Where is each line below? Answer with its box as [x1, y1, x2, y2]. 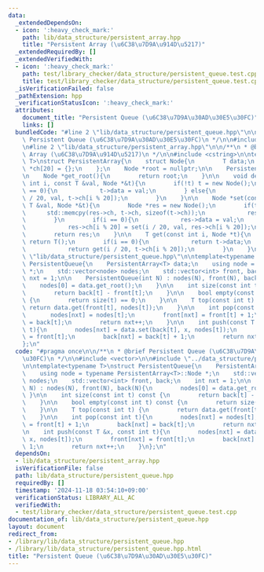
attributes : [15, 107, 55, 115]
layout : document [8, 523, 65, 531]
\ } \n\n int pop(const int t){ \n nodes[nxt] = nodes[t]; [22, 413, 258, 421]
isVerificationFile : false [15, 464, 104, 472]
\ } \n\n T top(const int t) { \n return [22, 406, 199, 414]
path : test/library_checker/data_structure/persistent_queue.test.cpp [22, 70, 258, 78]
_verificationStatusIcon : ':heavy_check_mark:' [15, 99, 174, 107]
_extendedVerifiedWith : [15, 56, 93, 64]
